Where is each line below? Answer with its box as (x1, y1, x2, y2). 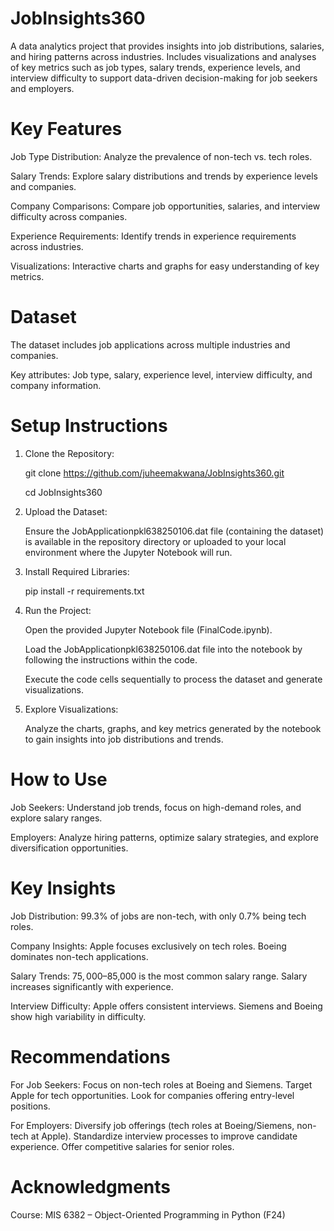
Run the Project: (24, 604, 92, 616)
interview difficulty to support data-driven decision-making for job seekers (10, 72, 318, 84)
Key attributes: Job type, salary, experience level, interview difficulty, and (10, 368, 313, 381)
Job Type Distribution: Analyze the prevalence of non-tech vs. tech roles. (10, 150, 313, 162)
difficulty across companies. (10, 210, 128, 222)
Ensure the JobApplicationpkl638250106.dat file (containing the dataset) (24, 525, 325, 537)
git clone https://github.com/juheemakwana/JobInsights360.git (24, 467, 285, 479)
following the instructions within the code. (24, 653, 198, 666)
